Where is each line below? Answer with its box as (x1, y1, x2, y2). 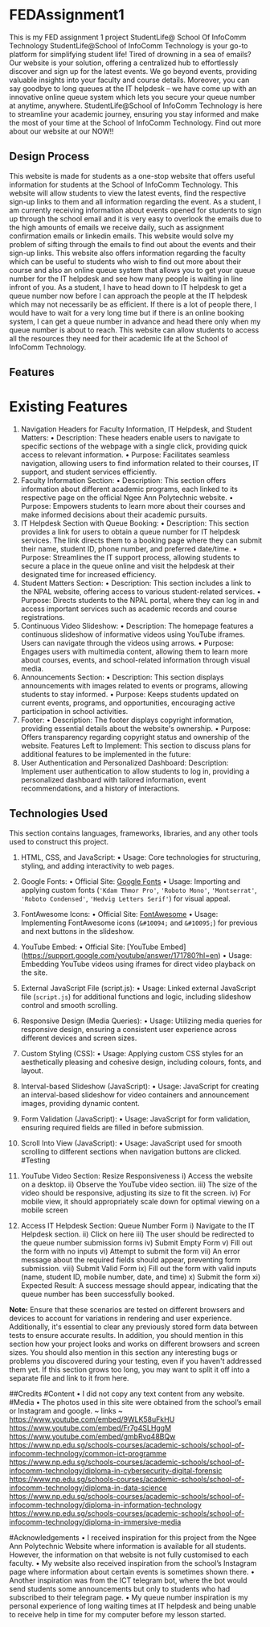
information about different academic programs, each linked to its (20, 485, 238, 494)
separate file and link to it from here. (9, 1373, 129, 1382)
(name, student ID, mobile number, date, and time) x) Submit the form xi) (20, 1272, 261, 1282)
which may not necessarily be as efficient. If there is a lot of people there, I (9, 299, 256, 309)
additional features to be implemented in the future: (20, 749, 191, 759)
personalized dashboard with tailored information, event (20, 775, 207, 785)
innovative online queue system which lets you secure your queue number (9, 92, 256, 101)
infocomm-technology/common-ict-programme (9, 1448, 167, 1458)
